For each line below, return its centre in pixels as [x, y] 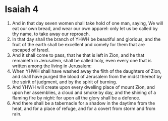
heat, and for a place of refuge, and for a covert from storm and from [84, 108]
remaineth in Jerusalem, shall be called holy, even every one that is [82, 60]
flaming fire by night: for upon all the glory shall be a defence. [76, 98]
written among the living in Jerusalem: [52, 66]
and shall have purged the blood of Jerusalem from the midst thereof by [87, 76]
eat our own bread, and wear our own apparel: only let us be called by [85, 28]
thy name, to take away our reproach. [51, 34]
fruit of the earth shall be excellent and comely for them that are [78, 44]
